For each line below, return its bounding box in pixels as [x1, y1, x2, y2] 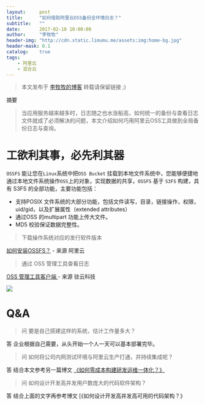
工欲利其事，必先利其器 [6, 148, 125, 162]
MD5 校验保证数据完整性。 [15, 221, 83, 228]
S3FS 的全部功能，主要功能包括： [13, 185, 98, 193]
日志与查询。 [26, 125, 59, 132]
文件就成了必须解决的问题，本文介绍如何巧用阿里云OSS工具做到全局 [21, 117, 194, 124]
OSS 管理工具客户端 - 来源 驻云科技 [6, 273, 96, 280]
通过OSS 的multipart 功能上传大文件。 [15, 214, 111, 221]
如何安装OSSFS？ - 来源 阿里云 [6, 247, 85, 255]
